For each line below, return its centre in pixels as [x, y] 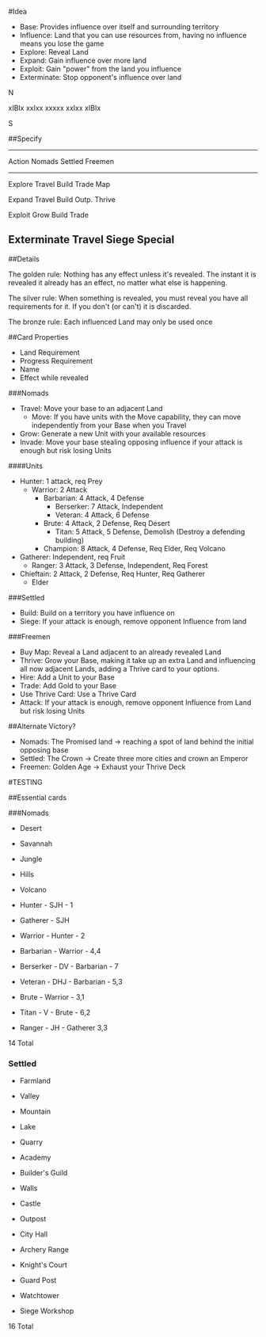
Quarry [31, 1142]
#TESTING [26, 782]
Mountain [35, 1111]
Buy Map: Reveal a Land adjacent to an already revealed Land [120, 652]
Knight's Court [43, 1265]
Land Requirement [50, 352]
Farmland [35, 1081]
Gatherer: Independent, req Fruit [72, 557]
